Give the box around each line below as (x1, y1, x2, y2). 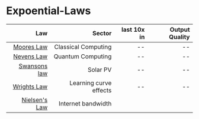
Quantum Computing (53, 52, 112, 60)
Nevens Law (13, 52, 48, 60)
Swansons (18, 62, 48, 70)
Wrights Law (12, 82, 48, 91)
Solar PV (88, 65, 112, 74)
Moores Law (12, 42, 48, 51)
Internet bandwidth (58, 99, 112, 107)
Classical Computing (54, 42, 112, 51)
